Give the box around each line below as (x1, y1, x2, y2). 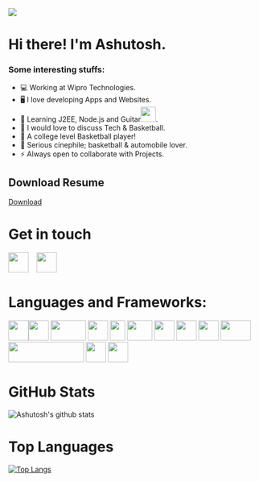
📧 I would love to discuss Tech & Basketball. (19, 123, 166, 133)
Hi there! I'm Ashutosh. (8, 35, 166, 54)
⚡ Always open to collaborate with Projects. (19, 149, 165, 159)
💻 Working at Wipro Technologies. (19, 83, 136, 93)
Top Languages (8, 438, 114, 456)
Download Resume (8, 176, 105, 189)
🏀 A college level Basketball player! (19, 131, 137, 141)
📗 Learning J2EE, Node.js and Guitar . (19, 114, 158, 124)
